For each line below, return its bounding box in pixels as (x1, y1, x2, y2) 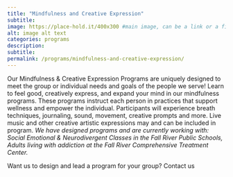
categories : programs (7, 36, 70, 43)
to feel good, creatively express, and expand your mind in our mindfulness (7, 89, 220, 97)
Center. (7, 148, 28, 156)
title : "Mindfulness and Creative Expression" (7, 10, 144, 17)
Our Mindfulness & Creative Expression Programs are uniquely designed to (7, 74, 221, 83)
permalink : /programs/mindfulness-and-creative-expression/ (7, 56, 185, 62)
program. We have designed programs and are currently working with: (7, 126, 209, 134)
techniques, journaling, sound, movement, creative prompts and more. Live (7, 111, 222, 119)
